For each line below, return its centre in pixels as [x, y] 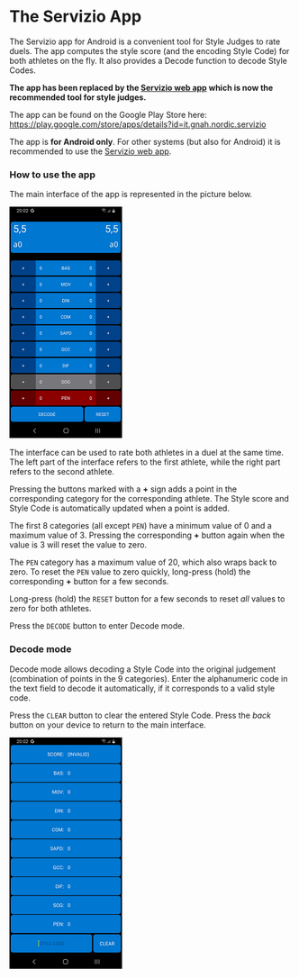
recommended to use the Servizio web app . [91, 151]
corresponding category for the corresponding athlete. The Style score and [149, 499]
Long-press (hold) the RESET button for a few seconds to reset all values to [147, 599]
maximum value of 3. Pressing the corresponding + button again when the [147, 535]
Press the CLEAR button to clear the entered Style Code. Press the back [140, 715]
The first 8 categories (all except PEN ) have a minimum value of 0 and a [140, 526]
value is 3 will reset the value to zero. [78, 545]
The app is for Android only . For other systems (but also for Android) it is [145, 141]
